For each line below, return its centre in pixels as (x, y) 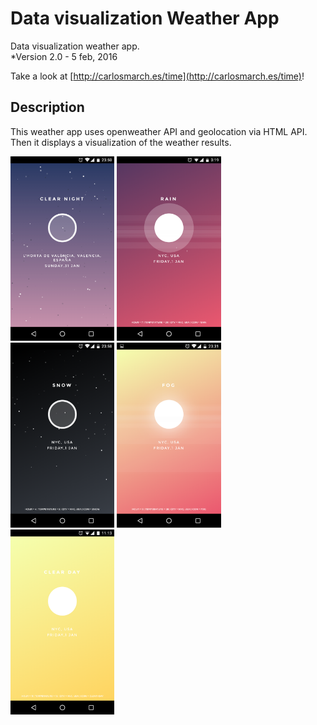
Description (47, 107)
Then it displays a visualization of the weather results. (121, 142)
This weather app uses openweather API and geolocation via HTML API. (159, 131)
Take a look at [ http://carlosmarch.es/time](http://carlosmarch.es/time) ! (157, 76)
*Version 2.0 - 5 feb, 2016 (64, 56)
